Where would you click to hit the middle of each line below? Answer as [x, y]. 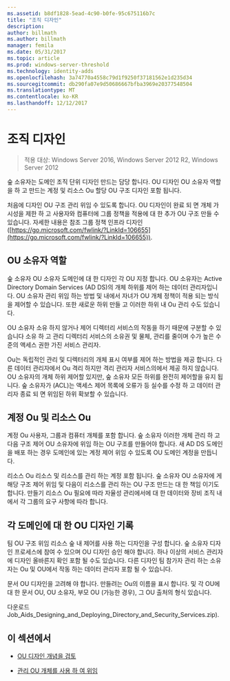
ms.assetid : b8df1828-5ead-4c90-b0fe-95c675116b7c [81, 13]
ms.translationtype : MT [41, 90]
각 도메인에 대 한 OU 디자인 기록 [71, 525]
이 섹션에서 [29, 638]
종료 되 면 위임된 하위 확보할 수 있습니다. [74, 394]
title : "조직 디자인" [34, 20]
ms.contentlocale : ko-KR [43, 97]
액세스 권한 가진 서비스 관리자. [60, 344]
